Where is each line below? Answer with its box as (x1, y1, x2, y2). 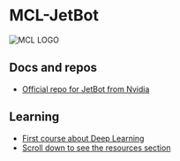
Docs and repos (9, 60, 98, 75)
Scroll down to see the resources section (21, 142, 171, 153)
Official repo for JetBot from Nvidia (21, 83, 150, 94)
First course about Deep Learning (21, 133, 145, 143)
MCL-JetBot (9, 5, 99, 26)
